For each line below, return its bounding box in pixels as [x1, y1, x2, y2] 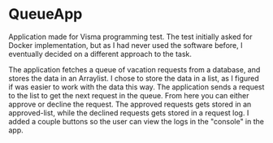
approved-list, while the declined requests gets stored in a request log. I [8, 107, 249, 118]
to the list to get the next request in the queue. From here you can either [8, 90, 249, 100]
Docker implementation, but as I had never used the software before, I [8, 40, 243, 50]
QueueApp [8, 5, 83, 24]
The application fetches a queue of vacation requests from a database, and [8, 64, 261, 74]
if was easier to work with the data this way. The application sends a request [8, 82, 265, 92]
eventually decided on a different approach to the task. [8, 49, 193, 58]
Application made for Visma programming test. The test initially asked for [8, 32, 253, 41]
